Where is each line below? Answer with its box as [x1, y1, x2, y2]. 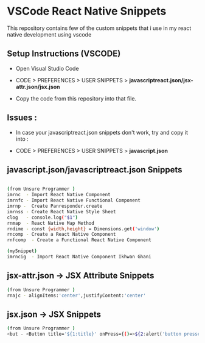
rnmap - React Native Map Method [7, 220, 95, 226]
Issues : [7, 113, 37, 123]
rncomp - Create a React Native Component [7, 232, 116, 238]
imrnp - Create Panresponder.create [7, 203, 103, 209]
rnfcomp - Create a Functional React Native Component [7, 237, 151, 243]
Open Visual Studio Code [15, 65, 79, 72]
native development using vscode [7, 30, 92, 38]
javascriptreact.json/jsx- [129, 76, 193, 83]
